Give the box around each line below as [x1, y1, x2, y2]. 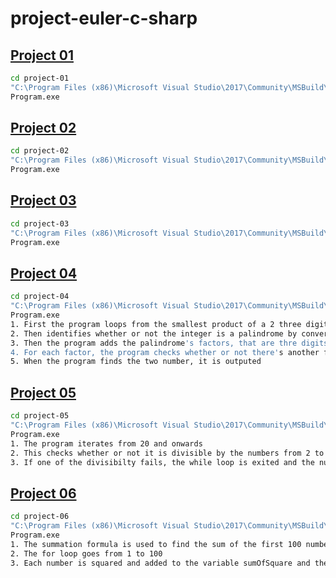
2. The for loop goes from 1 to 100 [10, 548, 163, 559]
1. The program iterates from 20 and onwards [10, 438, 203, 449]
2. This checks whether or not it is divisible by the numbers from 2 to [10, 448, 325, 458]
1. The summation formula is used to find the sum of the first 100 [10, 539, 302, 549]
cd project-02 [10, 146, 70, 156]
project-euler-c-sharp [10, 7, 198, 30]
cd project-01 [10, 73, 70, 83]
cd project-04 [10, 292, 70, 302]
